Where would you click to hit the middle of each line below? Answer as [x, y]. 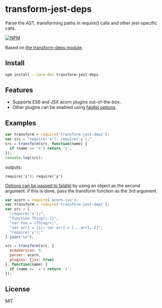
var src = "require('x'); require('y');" [49, 139]
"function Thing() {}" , [34, 218]
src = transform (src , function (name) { [46, 144]
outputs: [14, 167]
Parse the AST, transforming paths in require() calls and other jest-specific [81, 23]
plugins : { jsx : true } [32, 260]
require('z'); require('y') [34, 176]
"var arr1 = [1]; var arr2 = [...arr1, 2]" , [56, 227]
